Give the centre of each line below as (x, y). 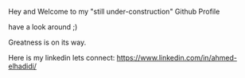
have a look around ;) (43, 27)
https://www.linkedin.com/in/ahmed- (177, 58)
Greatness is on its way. (47, 42)
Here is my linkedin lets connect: (62, 58)
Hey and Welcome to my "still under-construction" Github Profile (114, 12)
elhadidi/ (23, 66)
